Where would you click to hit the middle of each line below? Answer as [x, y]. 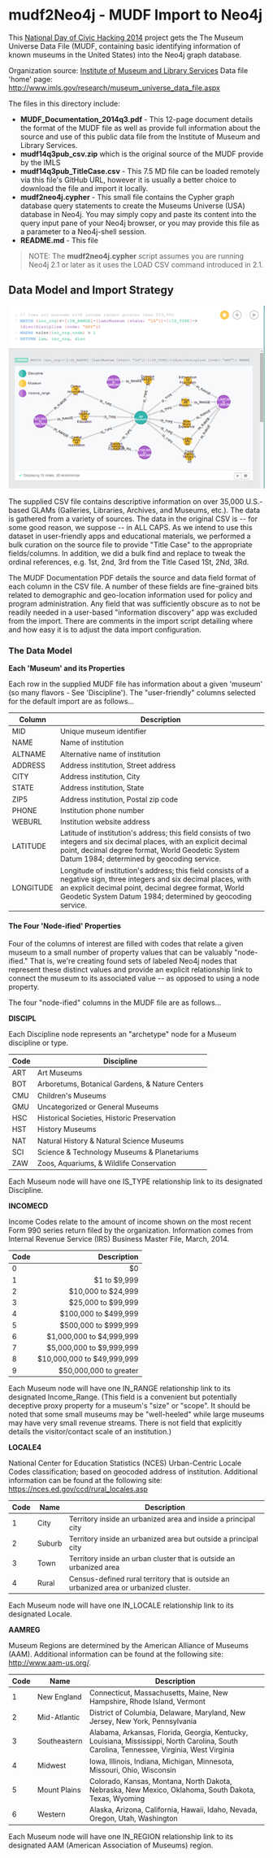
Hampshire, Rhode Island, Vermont [147, 1701]
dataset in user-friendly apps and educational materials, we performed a [130, 536]
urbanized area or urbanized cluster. [130, 1587]
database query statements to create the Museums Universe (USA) [132, 206]
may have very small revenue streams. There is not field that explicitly [125, 1423]
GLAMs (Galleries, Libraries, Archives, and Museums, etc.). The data [146, 511]
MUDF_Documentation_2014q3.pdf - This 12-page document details [136, 119]
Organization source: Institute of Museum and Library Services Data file [128, 70]
